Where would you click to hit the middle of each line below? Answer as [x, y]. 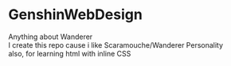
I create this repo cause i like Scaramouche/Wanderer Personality [116, 45]
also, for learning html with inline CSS [70, 53]
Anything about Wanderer [51, 37]
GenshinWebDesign [76, 15]
